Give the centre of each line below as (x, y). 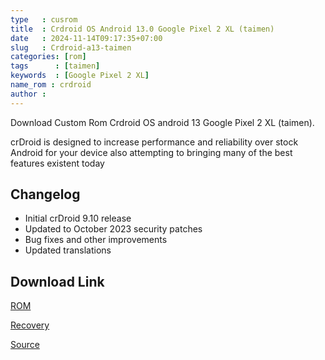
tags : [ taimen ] (55, 66)
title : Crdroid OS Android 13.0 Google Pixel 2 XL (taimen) (142, 29)
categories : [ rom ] (48, 57)
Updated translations (68, 250)
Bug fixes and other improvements (96, 240)
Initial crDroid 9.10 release (78, 218)
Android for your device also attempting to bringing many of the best (151, 152)
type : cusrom (44, 19)
